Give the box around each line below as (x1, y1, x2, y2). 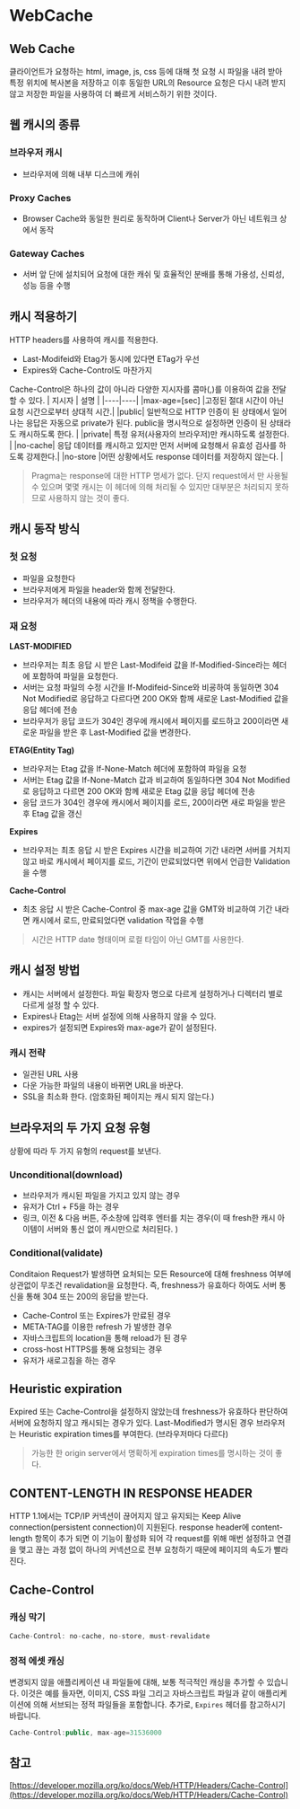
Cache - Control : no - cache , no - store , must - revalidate (9, 1631, 210, 1640)
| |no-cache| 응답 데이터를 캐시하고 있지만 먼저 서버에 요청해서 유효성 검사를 (9, 440, 278, 451)
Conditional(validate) (9, 1247, 104, 1259)
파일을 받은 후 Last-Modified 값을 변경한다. (39, 727, 191, 737)
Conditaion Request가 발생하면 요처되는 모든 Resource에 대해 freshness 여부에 (9, 1268, 292, 1279)
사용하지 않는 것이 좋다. (47, 493, 130, 504)
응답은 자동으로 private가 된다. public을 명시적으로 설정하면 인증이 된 (25, 418, 268, 428)
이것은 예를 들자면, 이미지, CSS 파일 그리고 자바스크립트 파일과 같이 (21, 1688, 257, 1699)
